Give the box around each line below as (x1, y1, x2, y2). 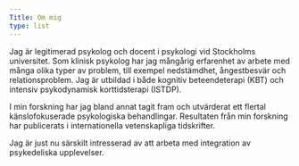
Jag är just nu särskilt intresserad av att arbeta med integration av (9, 137, 252, 148)
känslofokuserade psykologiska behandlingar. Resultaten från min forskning (9, 111, 288, 121)
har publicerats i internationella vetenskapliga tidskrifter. (9, 120, 216, 130)
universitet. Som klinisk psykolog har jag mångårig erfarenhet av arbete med (9, 55, 290, 66)
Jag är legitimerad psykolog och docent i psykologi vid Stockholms (9, 46, 256, 56)
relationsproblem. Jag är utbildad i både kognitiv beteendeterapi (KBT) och (9, 74, 284, 85)
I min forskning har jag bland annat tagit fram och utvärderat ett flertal (9, 101, 266, 112)
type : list (9, 21, 50, 30)
